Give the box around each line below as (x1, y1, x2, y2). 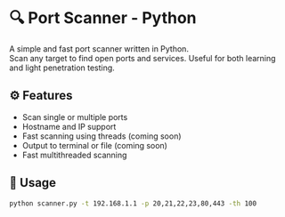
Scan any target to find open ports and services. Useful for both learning (9, 52, 276, 63)
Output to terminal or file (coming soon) (21, 140, 167, 150)
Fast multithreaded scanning (21, 149, 127, 160)
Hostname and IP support (21, 121, 117, 132)
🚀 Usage (9, 175, 56, 190)
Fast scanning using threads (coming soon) (21, 131, 182, 141)
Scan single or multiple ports (21, 111, 128, 122)
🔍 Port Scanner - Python (9, 8, 198, 28)
